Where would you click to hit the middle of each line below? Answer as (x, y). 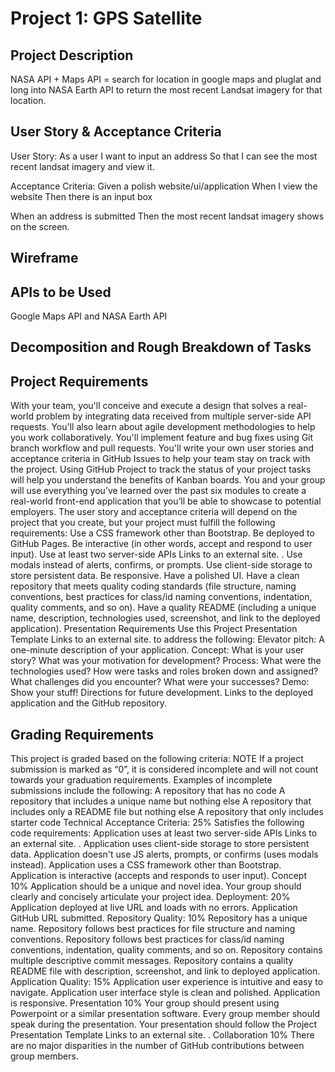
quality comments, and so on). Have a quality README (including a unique (163, 608)
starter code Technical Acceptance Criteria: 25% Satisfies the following (157, 823)
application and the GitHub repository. (89, 703)
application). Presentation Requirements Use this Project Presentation (154, 629)
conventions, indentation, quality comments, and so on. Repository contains (166, 950)
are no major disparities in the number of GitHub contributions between (157, 1046)
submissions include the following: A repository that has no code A (148, 791)
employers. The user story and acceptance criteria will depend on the (154, 512)
